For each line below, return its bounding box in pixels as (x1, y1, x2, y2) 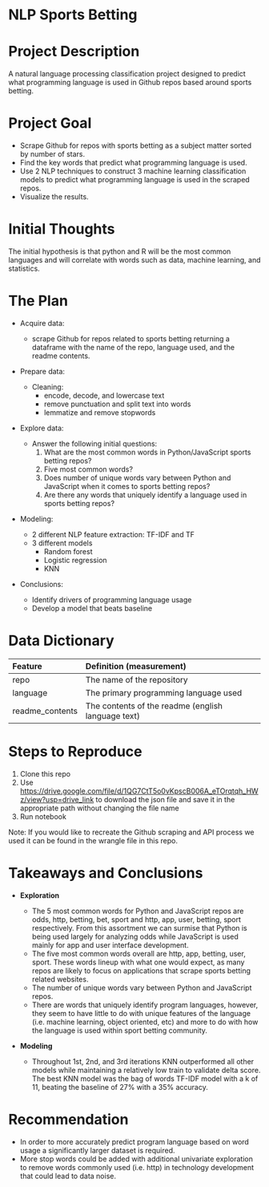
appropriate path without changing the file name (19, 803, 180, 813)
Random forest (43, 546, 93, 556)
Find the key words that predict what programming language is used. (19, 158, 247, 168)
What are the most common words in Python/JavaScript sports (43, 447, 251, 457)
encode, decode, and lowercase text (43, 390, 165, 400)
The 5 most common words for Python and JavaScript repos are (31, 906, 244, 916)
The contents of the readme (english (85, 700, 223, 712)
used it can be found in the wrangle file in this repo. (8, 835, 179, 845)
